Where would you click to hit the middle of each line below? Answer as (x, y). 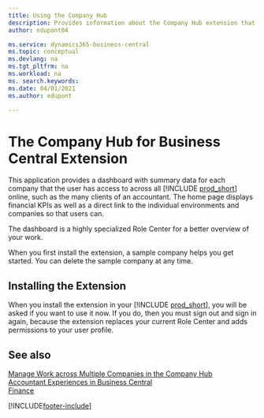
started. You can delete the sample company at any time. (100, 261)
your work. (26, 237)
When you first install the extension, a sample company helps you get (121, 252)
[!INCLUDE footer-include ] (50, 405)
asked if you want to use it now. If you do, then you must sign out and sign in (132, 313)
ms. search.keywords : (44, 81)
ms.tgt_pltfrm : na (38, 67)
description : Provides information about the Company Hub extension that (132, 23)
